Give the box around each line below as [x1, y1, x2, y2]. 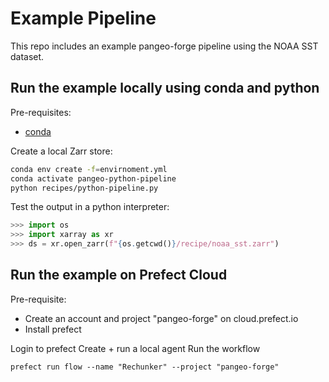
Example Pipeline [10, 7, 157, 30]
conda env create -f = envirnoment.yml [10, 164, 168, 174]
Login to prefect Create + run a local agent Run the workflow [10, 342, 261, 354]
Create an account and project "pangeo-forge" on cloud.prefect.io [24, 312, 299, 324]
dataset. [10, 50, 45, 62]
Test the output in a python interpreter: [10, 201, 170, 213]
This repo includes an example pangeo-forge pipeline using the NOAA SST [10, 40, 319, 52]
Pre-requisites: [10, 106, 72, 118]
